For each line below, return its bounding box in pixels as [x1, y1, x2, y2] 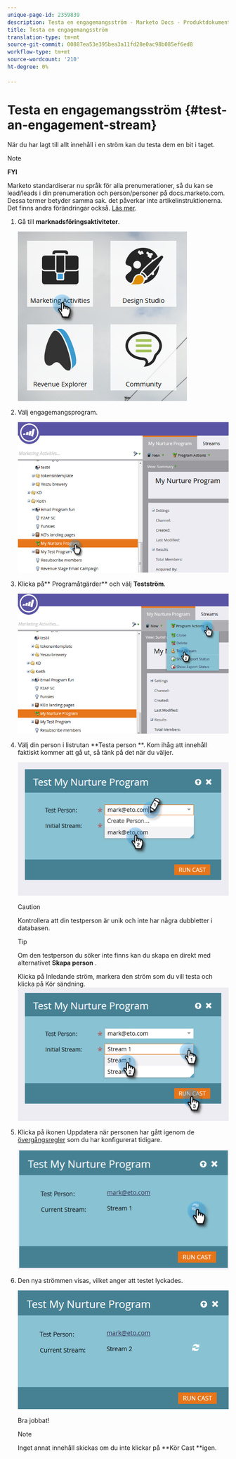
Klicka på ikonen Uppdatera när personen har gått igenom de [17, 1128, 195, 1136]
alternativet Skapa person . [17, 958, 97, 968]
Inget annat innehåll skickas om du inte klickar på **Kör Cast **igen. [17, 1444, 217, 1452]
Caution [17, 903, 41, 911]
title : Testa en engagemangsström [7, 26, 109, 33]
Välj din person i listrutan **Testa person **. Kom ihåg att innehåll [17, 741, 208, 749]
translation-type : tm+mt [7, 34, 80, 41]
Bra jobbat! [17, 1416, 50, 1425]
